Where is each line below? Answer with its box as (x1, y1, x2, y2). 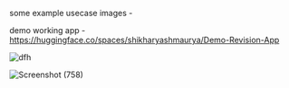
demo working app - (9, 25, 86, 35)
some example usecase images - (9, 8, 133, 18)
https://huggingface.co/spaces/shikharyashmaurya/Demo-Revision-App (9, 35, 280, 45)
